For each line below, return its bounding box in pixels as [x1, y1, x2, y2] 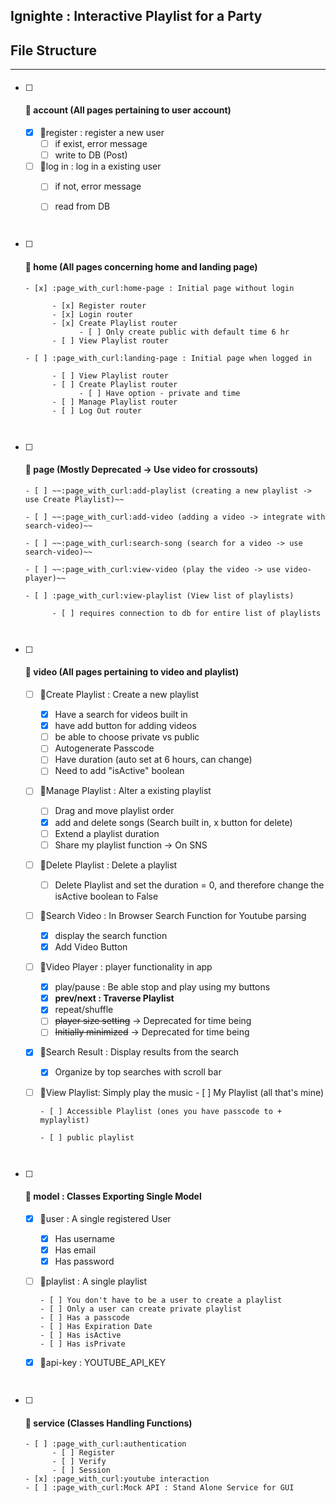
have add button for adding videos [54, 720, 197, 732]
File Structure [10, 42, 97, 59]
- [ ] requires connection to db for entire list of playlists [51, 608, 322, 618]
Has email [54, 1244, 97, 1256]
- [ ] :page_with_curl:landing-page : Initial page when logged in [24, 353, 312, 363]
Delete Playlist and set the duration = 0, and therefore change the [54, 879, 325, 891]
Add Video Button [54, 940, 128, 953]
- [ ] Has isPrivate [39, 1339, 126, 1349]
